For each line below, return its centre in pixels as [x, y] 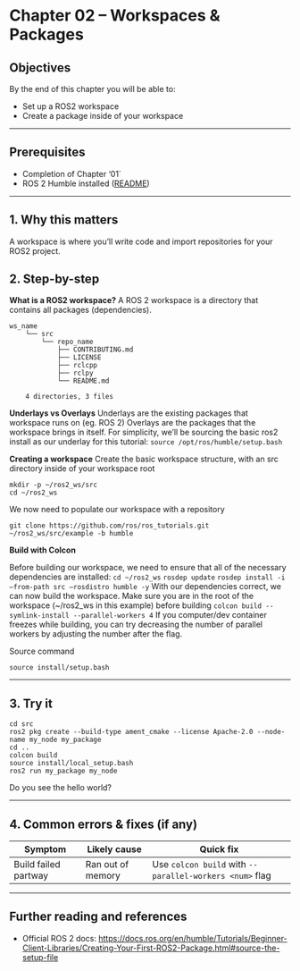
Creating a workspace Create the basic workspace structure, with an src [144, 459]
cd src [21, 724]
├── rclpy [75, 373]
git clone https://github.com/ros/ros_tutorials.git [109, 526]
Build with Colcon [42, 550]
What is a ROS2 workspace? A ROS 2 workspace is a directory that [134, 300]
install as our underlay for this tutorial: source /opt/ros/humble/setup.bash [146, 442]
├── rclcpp [77, 366]
